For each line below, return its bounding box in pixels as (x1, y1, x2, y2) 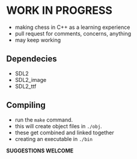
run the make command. (14, 116, 73, 123)
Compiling (6, 100, 46, 110)
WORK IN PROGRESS (6, 4, 113, 17)
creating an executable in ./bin (14, 135, 93, 142)
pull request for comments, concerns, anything (14, 30, 132, 37)
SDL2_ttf (14, 83, 37, 90)
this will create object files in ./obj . (14, 122, 102, 129)
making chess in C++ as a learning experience (14, 23, 130, 31)
